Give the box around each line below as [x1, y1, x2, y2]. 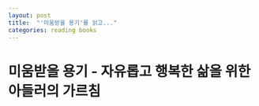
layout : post [8, 11, 51, 20]
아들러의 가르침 [8, 82, 101, 100]
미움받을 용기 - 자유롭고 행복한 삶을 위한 [8, 62, 251, 80]
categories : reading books [8, 26, 97, 34]
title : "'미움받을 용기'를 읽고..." [8, 19, 118, 27]
